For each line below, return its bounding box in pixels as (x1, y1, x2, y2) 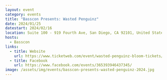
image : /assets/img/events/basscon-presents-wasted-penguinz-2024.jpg (5, 68, 155, 73)
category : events (5, 12, 41, 17)
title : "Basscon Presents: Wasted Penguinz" (5, 16, 99, 21)
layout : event (5, 7, 35, 12)
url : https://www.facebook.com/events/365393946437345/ (14, 63, 133, 68)
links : (5, 44, 19, 49)
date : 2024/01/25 (5, 21, 41, 26)
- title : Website (9, 49, 46, 54)
